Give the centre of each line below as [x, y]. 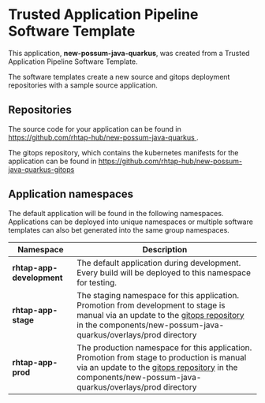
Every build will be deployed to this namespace [163, 272]
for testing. [96, 282]
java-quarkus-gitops [41, 169]
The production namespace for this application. [164, 347]
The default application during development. [159, 263]
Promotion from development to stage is [151, 305]
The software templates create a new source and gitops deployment [119, 76]
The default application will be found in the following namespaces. [116, 213]
